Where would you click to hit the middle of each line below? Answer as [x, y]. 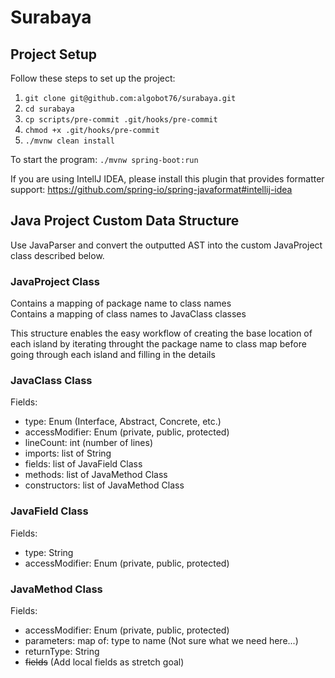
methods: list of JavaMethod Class [96, 475]
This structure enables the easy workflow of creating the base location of [161, 333]
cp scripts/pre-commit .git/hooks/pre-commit [121, 120]
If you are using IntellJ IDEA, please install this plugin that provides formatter [167, 179]
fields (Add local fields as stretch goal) [104, 662]
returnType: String [62, 651]
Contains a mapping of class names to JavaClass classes [128, 314]
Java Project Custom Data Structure [125, 221]
